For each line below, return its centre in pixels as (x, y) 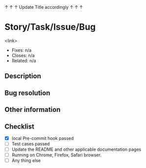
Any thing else (26, 161)
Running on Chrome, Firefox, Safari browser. (56, 155)
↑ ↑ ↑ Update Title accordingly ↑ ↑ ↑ (44, 7)
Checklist (20, 126)
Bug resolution (27, 93)
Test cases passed (31, 144)
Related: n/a (24, 61)
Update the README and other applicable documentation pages (76, 149)
